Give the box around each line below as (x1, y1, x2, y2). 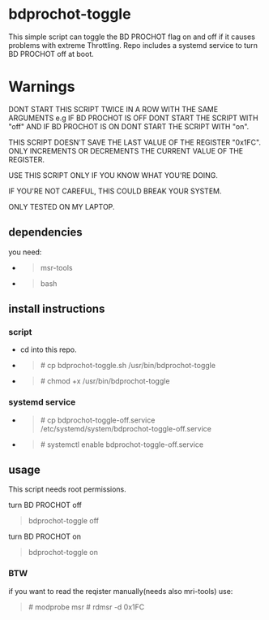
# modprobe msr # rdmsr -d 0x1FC (28, 602, 145, 612)
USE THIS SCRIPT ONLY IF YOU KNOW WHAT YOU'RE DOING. (8, 170, 219, 180)
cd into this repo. (19, 345, 77, 354)
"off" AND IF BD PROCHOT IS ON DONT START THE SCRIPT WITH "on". (8, 121, 250, 131)
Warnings (8, 78, 75, 96)
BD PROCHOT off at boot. (8, 49, 95, 59)
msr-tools (40, 262, 73, 272)
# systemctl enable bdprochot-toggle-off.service (40, 440, 204, 449)
